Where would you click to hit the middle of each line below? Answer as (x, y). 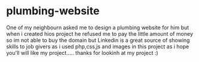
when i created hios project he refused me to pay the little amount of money (99, 33)
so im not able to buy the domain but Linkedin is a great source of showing (98, 40)
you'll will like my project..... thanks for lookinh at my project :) (82, 52)
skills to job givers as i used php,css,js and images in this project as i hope (98, 46)
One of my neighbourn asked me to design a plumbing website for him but (98, 27)
